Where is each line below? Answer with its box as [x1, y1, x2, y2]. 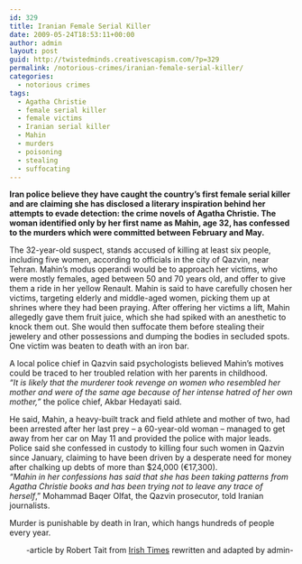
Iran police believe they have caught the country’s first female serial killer [9, 189, 291, 199]
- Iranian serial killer [17, 123, 111, 132]
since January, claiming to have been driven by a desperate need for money [9, 452, 292, 463]
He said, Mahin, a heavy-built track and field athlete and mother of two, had [9, 414, 290, 425]
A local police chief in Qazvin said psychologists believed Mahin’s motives [9, 358, 284, 369]
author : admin [9, 38, 63, 48]
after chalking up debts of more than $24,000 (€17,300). [9, 462, 218, 473]
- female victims [17, 114, 83, 123]
